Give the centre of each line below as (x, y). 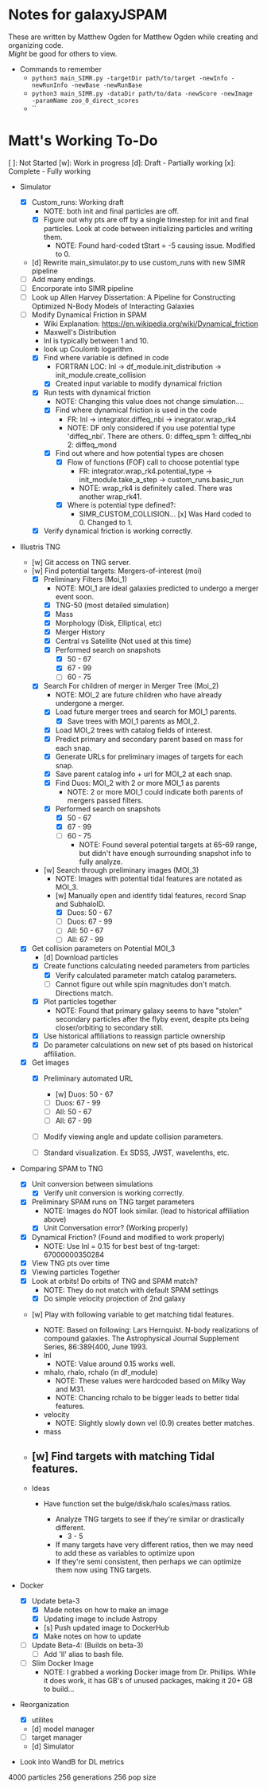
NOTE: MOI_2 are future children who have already (139, 695)
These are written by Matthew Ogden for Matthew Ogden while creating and (133, 37)
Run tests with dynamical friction (97, 393)
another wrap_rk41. (110, 497)
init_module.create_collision (101, 375)
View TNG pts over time (70, 1263)
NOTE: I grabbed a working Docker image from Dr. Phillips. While (150, 1672)
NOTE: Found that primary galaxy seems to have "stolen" (149, 1011)
